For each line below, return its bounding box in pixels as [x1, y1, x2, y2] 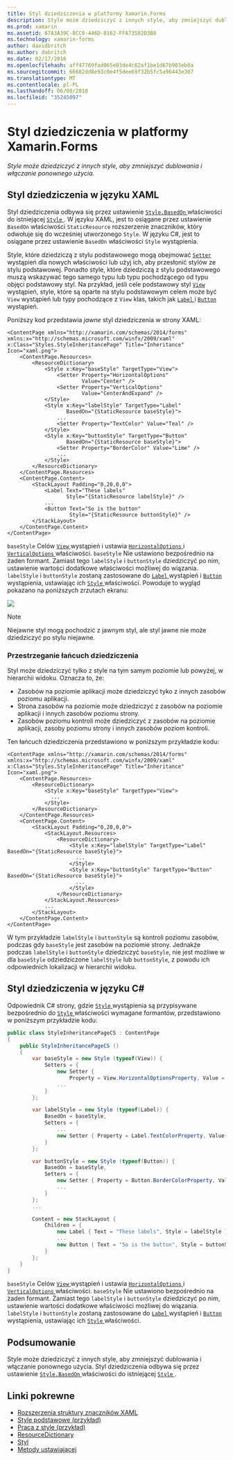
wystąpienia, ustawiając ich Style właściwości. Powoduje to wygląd [7, 578, 201, 587]
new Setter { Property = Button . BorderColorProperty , [56, 1177, 216, 1184]
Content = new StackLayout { [32, 1216, 116, 1223]
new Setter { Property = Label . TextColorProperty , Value [56, 1132, 225, 1139]
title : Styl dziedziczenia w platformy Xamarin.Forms [7, 10, 166, 17]
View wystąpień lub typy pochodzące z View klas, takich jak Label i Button [7, 294, 217, 303]
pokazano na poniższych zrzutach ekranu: [7, 586, 129, 594]
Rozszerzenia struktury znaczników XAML [17, 1409, 139, 1417]
